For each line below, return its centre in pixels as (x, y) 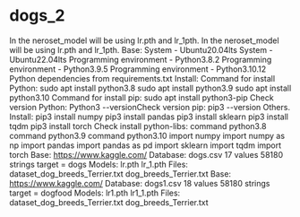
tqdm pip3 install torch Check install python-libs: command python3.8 (138, 126)
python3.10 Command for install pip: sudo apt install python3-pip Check (142, 97)
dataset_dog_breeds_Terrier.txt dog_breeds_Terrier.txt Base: (120, 174)
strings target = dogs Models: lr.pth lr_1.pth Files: (99, 164)
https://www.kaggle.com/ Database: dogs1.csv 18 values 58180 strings (140, 183)
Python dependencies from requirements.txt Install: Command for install (142, 78)
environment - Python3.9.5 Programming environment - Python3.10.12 (138, 69)
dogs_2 (37, 16)
